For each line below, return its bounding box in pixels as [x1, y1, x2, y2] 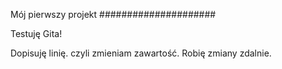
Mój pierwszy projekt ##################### [10, 9, 217, 20]
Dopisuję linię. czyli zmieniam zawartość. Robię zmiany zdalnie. [10, 47, 272, 59]
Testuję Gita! [10, 28, 63, 39]
